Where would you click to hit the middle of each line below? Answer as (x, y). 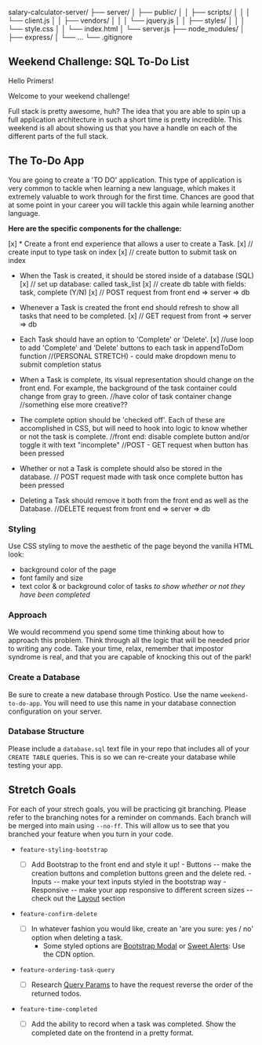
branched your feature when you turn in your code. (91, 834)
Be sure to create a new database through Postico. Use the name (113, 694)
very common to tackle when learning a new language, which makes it (122, 188)
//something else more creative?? (73, 404)
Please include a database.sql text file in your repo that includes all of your (129, 748)
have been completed (55, 594)
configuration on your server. (55, 711)
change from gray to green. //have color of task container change (126, 396)
